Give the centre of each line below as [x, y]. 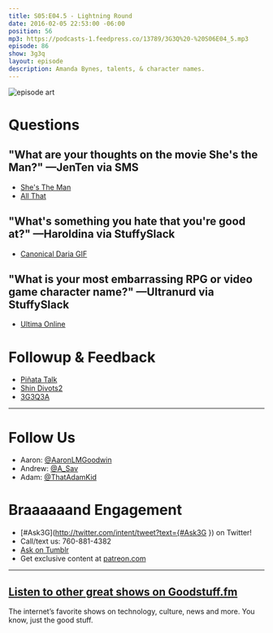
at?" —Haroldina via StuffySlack [92, 234]
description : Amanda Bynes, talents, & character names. [107, 69]
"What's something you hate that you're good [127, 222]
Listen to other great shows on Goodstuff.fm [123, 592]
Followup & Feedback [82, 357]
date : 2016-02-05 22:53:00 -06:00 [67, 24]
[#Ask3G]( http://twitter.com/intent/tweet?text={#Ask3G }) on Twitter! [136, 533]
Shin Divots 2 [41, 388]
